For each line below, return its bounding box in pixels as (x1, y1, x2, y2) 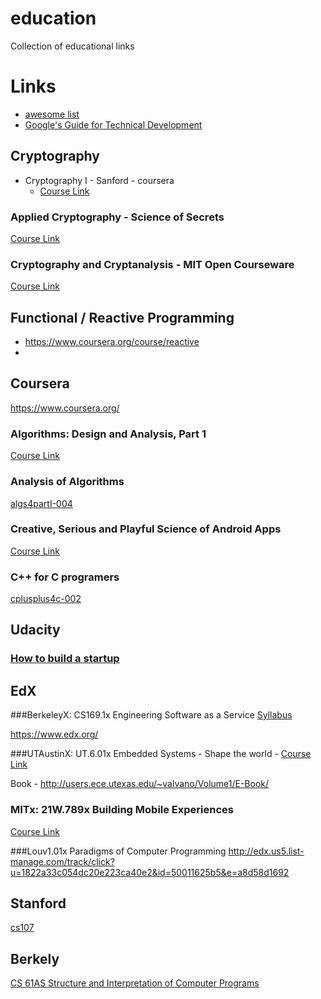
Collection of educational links (10, 40, 135, 52)
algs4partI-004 (10, 497, 73, 509)
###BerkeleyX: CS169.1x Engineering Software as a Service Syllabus (10, 709, 293, 721)
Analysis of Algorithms (10, 475, 125, 489)
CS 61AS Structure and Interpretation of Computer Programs (10, 977, 260, 989)
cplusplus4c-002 (10, 593, 82, 605)
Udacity (10, 622, 61, 639)
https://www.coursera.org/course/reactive (24, 336, 200, 348)
